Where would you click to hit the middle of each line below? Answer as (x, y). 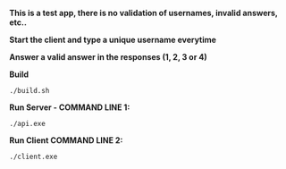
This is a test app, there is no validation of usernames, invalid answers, (144, 13)
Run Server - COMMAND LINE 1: (70, 107)
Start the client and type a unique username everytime (113, 40)
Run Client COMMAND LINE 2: (66, 140)
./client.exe (34, 156)
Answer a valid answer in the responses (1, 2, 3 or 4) (108, 57)
